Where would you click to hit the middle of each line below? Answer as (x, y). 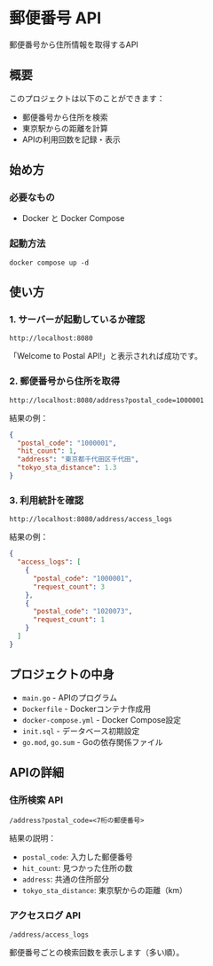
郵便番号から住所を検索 (65, 117)
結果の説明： (32, 838)
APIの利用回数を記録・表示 (71, 139)
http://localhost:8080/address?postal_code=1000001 (106, 400)
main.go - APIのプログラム (70, 697)
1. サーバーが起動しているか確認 (77, 320)
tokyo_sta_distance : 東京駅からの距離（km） (105, 891)
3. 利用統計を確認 (47, 500)
